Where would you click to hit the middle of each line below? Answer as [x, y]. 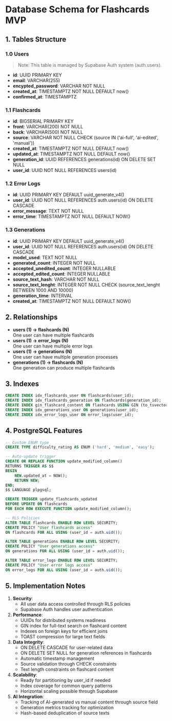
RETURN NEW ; [27, 480]
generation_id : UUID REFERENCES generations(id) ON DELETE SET [84, 160]
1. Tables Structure [36, 39]
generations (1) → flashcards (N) [48, 362]
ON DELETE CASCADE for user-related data [67, 647]
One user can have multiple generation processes [65, 357]
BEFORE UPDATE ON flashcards [36, 504]
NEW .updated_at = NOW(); [41, 476]
